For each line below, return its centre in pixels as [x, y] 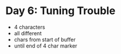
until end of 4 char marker [46, 46]
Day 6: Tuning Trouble [60, 11]
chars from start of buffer [45, 39]
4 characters [29, 27]
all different [28, 33]
